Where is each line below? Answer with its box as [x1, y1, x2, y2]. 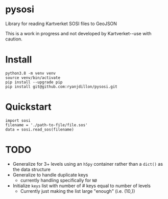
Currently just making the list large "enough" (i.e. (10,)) [20, 188, 135, 194]
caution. [5, 36, 22, 42]
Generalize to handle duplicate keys [12, 171, 88, 178]
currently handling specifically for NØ [20, 177, 97, 183]
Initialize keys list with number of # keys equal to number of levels [12, 183, 151, 189]
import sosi [5, 118, 31, 123]
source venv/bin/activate [5, 75, 60, 80]
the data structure [12, 166, 51, 172]
